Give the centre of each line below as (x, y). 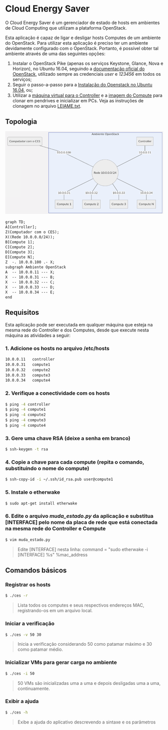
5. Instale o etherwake (33, 492)
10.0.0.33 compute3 (28, 375)
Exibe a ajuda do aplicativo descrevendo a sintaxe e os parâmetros (87, 722)
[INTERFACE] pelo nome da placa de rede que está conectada (81, 522)
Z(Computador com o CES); (32, 232)
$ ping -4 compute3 (26, 420)
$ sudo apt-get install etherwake (41, 503)
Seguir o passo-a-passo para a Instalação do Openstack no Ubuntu (82, 84)
